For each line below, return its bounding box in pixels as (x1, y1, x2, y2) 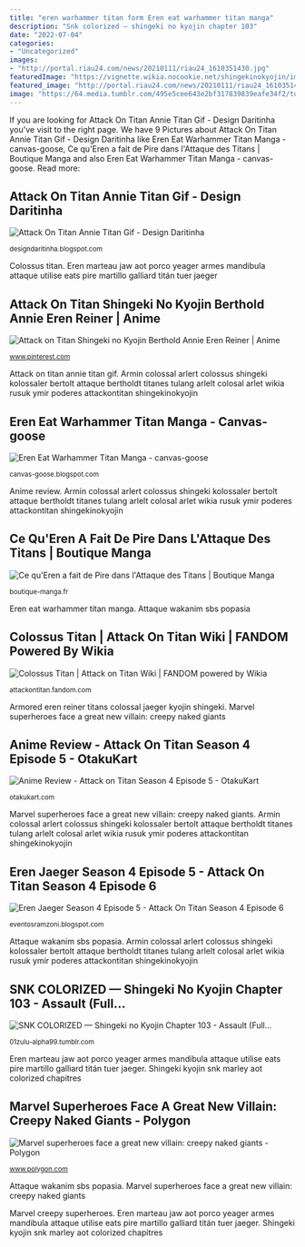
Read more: (36, 163, 81, 173)
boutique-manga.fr (9, 587, 69, 596)
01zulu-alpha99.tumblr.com (9, 1037, 95, 1046)
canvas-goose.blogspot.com (9, 470, 100, 479)
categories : (9, 38, 54, 48)
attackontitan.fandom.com (9, 685, 92, 695)
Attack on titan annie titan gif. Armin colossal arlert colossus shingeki (9, 369, 268, 380)
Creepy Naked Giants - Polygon (9, 1113, 192, 1129)
